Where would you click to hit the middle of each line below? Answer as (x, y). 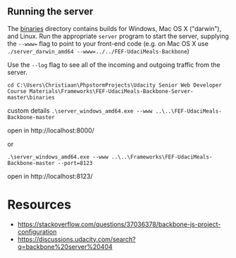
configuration (37, 231)
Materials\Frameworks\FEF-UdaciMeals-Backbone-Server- (111, 91)
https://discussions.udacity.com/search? (76, 239)
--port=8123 (75, 163)
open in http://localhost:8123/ (50, 176)
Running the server (50, 12)
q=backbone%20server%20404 (65, 247)
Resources (39, 204)
